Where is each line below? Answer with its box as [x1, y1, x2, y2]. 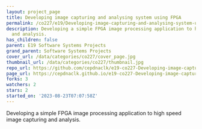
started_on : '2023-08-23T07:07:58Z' [6, 93, 98, 99]
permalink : [6, 20, 34, 26]
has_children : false [6, 37, 58, 43]
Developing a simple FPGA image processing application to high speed [6, 109, 182, 116]
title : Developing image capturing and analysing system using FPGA [6, 14, 182, 20]
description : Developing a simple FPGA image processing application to [6, 25, 192, 32]
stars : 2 [6, 87, 28, 93]
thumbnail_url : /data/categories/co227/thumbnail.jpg [6, 59, 144, 65]
